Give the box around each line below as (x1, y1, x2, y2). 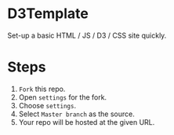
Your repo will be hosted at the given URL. (18, 117, 155, 126)
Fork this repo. (18, 84, 66, 93)
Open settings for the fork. (18, 92, 107, 102)
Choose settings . (18, 100, 76, 110)
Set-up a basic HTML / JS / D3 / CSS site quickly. (7, 31, 167, 40)
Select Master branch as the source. (18, 109, 135, 119)
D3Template (7, 5, 89, 23)
